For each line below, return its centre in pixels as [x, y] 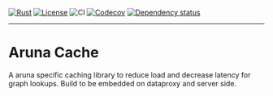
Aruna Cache [54, 53]
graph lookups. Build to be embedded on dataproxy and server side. [123, 83]
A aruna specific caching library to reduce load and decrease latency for [130, 75]
